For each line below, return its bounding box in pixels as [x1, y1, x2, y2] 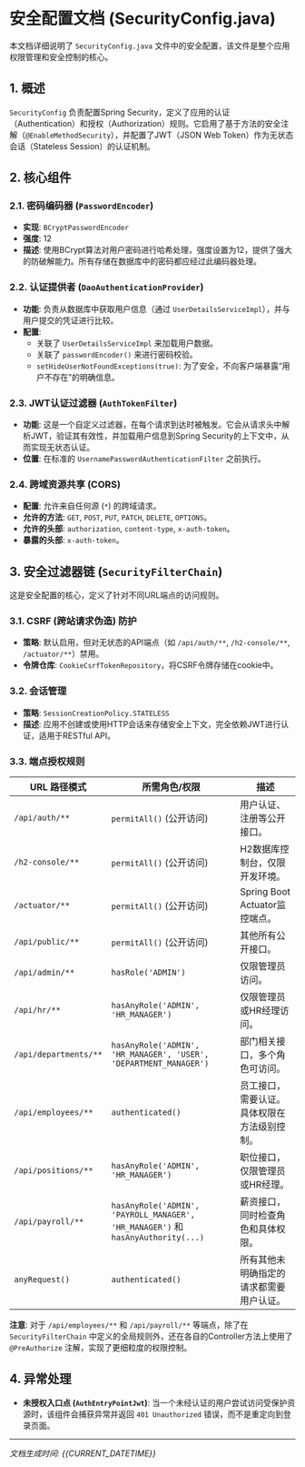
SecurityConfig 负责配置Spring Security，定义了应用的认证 [9, 106, 231, 117]
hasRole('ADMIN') [111, 967, 186, 978]
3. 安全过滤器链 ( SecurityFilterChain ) [9, 563, 223, 579]
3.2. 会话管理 [9, 684, 67, 697]
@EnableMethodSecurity [25, 131, 112, 140]
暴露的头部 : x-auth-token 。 [22, 534, 124, 546]
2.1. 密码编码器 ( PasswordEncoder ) [9, 199, 154, 212]
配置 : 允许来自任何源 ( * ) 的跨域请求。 [22, 501, 162, 511]
